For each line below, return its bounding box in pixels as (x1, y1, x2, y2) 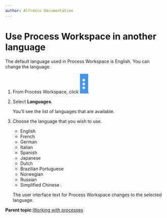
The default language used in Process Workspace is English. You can (5, 58, 150, 64)
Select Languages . (12, 98, 53, 104)
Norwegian (20, 171, 44, 177)
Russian (20, 176, 37, 183)
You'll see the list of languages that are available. (12, 108, 115, 114)
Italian (20, 144, 33, 150)
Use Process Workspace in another (5, 30, 157, 42)
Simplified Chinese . (20, 181, 62, 188)
